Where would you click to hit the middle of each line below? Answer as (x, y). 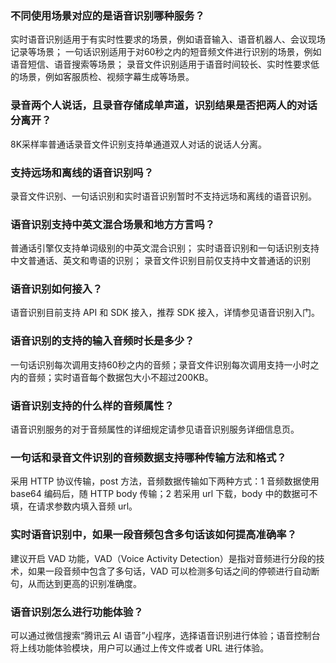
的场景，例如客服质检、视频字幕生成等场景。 (102, 77)
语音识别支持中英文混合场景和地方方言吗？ (113, 224)
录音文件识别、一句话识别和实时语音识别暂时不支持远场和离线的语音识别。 (163, 196)
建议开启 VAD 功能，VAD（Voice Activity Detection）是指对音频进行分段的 (163, 558)
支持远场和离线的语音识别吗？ (82, 172)
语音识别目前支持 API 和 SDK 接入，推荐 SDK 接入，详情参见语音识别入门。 (165, 313)
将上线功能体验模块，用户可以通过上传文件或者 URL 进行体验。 (140, 648)
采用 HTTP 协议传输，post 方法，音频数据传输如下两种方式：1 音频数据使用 (165, 481)
